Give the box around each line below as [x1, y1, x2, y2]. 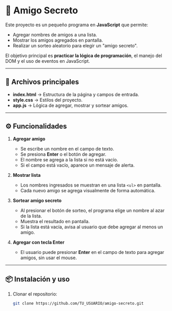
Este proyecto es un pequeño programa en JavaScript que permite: [5, 22, 148, 28]
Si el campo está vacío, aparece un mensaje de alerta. [20, 162, 135, 168]
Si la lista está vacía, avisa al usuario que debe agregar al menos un [20, 224, 163, 230]
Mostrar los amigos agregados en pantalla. [12, 37, 103, 43]
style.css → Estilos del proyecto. [12, 97, 83, 103]
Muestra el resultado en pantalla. [20, 218, 90, 224]
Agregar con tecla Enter [12, 239, 65, 245]
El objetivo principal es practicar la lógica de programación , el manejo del [5, 52, 162, 59]
